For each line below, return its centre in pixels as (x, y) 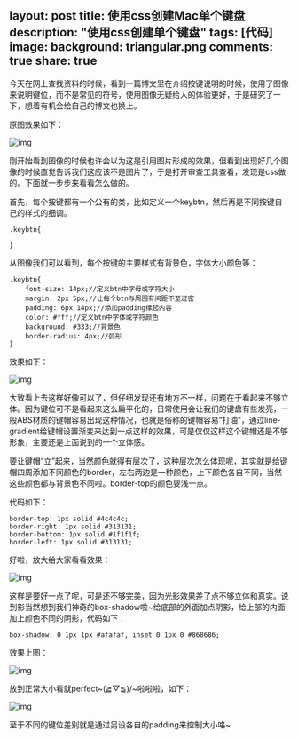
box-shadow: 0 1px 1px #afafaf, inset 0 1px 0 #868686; (114, 635)
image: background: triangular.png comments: (141, 47)
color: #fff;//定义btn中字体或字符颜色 (92, 317)
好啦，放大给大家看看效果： (60, 560)
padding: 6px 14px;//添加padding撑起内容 (99, 308)
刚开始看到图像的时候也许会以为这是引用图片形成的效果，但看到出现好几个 (145, 160)
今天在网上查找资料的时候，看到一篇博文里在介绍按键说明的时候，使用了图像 (149, 83)
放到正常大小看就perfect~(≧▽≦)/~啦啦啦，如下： (101, 688)
